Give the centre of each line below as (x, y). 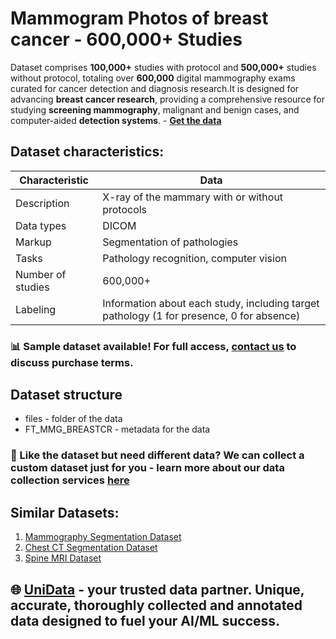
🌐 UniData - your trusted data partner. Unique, (157, 589)
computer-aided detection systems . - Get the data (116, 120)
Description (42, 203)
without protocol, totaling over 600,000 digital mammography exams (153, 78)
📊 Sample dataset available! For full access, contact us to (153, 346)
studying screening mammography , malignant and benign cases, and (155, 109)
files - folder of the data (73, 419)
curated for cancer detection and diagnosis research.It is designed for (155, 88)
